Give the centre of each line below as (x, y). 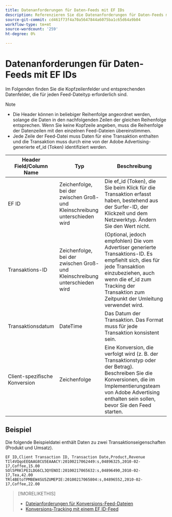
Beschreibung (134, 166)
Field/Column (31, 166)
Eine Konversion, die (129, 347)
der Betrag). (119, 367)
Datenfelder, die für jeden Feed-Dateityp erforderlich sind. (67, 94)
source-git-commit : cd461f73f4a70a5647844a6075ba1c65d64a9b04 (73, 20)
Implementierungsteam (132, 386)
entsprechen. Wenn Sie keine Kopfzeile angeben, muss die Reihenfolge (88, 125)
